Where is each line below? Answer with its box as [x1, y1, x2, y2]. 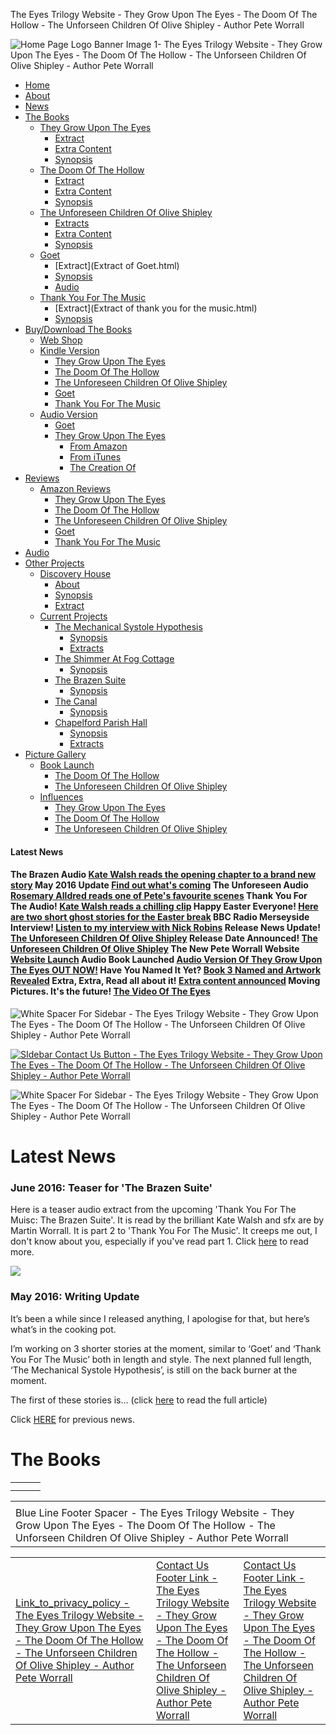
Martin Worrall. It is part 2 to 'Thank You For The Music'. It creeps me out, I [10, 1225, 318, 1237]
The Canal [54, 695, 98, 707]
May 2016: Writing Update [10, 1290, 140, 1304]
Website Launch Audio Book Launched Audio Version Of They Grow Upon [10, 954, 323, 966]
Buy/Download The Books [24, 324, 133, 335]
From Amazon [69, 440, 128, 452]
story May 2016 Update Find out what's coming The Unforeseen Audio [10, 879, 309, 891]
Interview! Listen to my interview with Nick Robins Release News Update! [10, 922, 321, 934]
